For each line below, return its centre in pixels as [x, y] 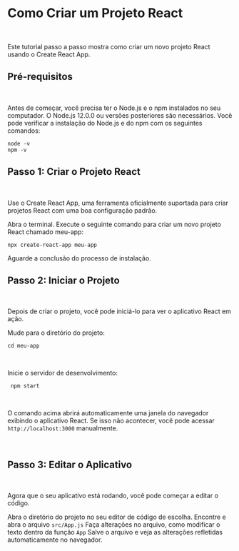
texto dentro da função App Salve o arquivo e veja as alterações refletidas [115, 532]
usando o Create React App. [49, 54]
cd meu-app [24, 346]
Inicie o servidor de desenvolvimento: [63, 373]
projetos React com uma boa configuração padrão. [82, 210]
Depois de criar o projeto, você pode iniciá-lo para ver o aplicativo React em [119, 311]
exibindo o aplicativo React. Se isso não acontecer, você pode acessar [111, 421]
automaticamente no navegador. [55, 540]
